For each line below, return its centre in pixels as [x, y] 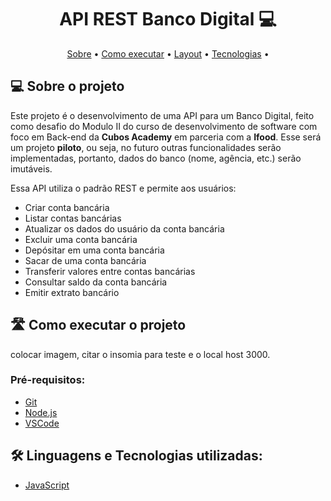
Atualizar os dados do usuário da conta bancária [124, 228]
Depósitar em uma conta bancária [94, 250]
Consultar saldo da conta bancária [96, 282]
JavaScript [47, 485]
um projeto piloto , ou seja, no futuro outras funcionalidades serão [146, 147]
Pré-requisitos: [48, 380]
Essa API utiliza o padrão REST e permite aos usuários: [123, 188]
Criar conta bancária [67, 207]
